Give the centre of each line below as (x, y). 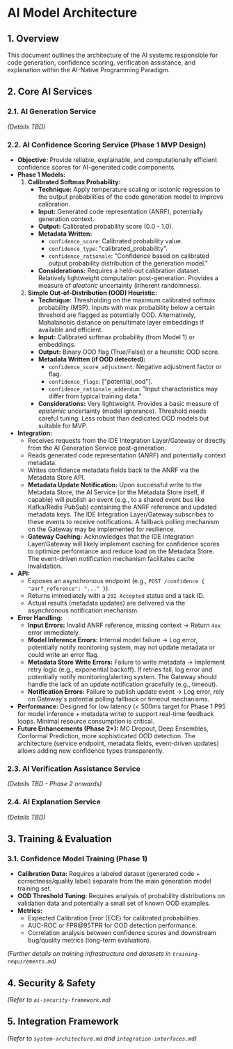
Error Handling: (40, 617)
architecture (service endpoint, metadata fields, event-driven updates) (118, 743)
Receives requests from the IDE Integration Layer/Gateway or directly (127, 440)
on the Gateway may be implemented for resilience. (102, 529)
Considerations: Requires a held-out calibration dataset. (119, 270)
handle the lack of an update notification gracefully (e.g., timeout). (122, 684)
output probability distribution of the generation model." (128, 263)
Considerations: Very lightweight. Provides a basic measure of (128, 403)
